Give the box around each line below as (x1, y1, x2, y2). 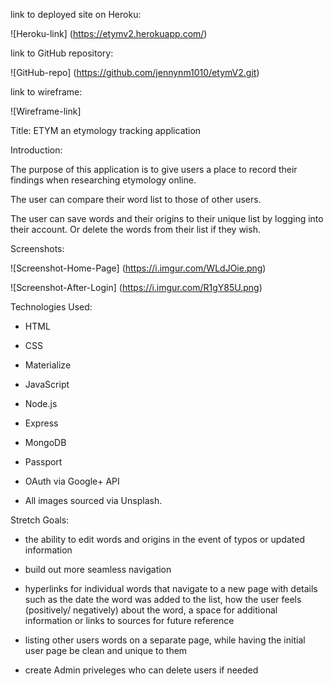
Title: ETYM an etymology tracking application (10, 125, 202, 136)
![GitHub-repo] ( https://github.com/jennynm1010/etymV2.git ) (10, 67, 260, 78)
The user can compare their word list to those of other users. (10, 194, 262, 205)
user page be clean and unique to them (24, 645, 188, 656)
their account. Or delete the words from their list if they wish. (10, 224, 261, 235)
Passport (24, 456, 63, 468)
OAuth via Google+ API (24, 475, 120, 487)
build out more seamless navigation (24, 564, 172, 575)
